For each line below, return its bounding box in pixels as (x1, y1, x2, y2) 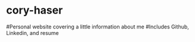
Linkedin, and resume (6, 29, 59, 36)
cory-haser (6, 4, 63, 17)
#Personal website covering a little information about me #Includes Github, (6, 23, 189, 30)
